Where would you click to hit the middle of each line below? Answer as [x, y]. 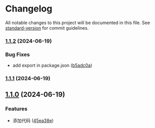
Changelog [29, 9]
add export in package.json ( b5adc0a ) [52, 65]
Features [16, 109]
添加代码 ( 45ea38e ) [33, 120]
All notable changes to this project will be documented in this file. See [78, 23]
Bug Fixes [18, 54]
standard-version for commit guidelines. [47, 28]
